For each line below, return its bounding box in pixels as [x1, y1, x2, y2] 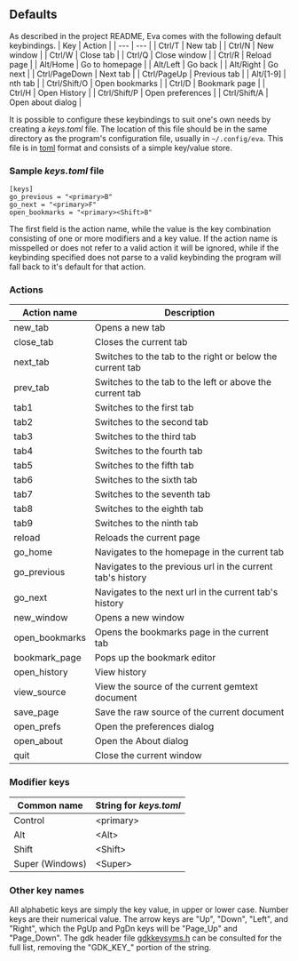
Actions [9, 284, 44, 296]
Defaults [9, 7, 58, 22]
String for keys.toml [95, 799, 182, 812]
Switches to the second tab [94, 416, 208, 428]
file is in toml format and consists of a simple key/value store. [9, 142, 233, 153]
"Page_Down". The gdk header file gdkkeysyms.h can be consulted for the [9, 933, 282, 943]
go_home [13, 546, 53, 558]
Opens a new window [94, 612, 184, 624]
